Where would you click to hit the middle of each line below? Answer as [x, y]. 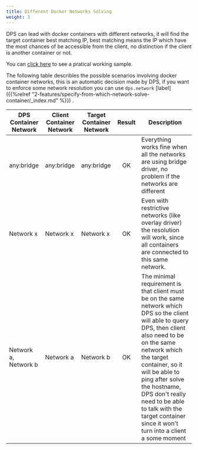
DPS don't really [164, 394]
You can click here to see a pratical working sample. [70, 64]
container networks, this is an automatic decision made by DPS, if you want [98, 81]
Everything [156, 139]
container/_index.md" [32, 100]
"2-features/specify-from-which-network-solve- [91, 94]
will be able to [160, 372]
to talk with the [162, 408]
